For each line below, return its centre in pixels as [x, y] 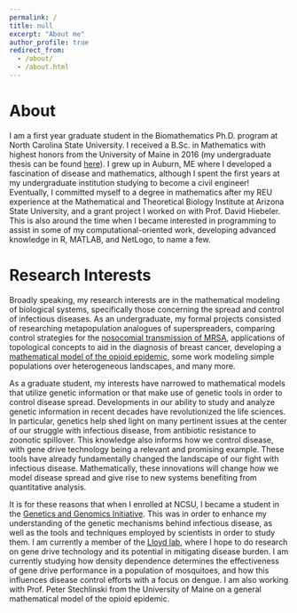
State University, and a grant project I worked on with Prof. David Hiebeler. [145, 211]
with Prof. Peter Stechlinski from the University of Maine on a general [135, 589]
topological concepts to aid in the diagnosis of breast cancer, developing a [145, 346]
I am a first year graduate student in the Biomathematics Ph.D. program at [144, 135]
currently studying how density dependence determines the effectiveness [144, 561]
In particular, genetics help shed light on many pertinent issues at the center [148, 421]
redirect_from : [37, 51]
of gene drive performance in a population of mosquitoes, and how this [139, 570]
